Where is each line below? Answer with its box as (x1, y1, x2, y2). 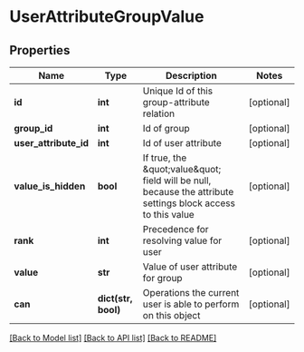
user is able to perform (142, 298, 240, 310)
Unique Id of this (142, 84, 214, 97)
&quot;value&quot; (142, 163, 222, 175)
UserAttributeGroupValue (9, 6, 204, 27)
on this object (142, 309, 201, 321)
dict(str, (97, 292, 133, 305)
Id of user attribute (142, 137, 222, 149)
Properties (9, 43, 71, 58)
